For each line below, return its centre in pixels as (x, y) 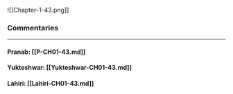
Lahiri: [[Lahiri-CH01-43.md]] (51, 84)
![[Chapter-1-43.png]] (38, 10)
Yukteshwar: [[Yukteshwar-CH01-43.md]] (69, 68)
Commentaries (33, 28)
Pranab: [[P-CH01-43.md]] (46, 52)
